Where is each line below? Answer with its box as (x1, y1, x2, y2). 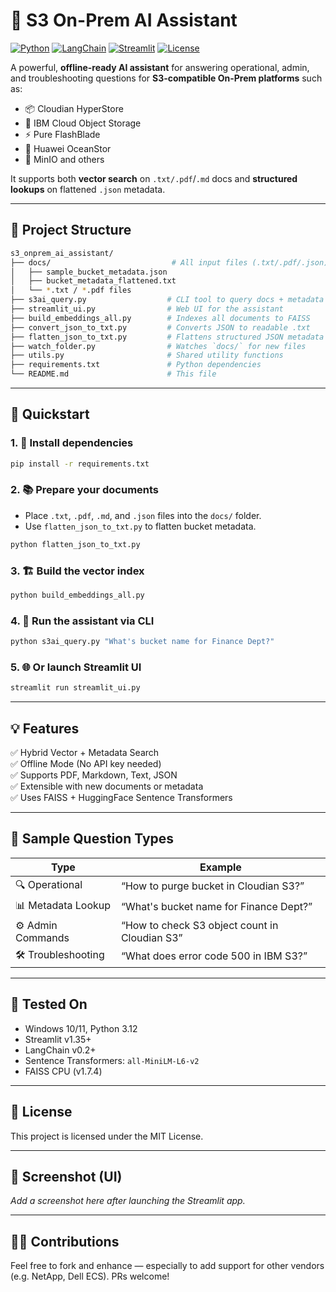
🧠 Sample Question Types (10, 830, 175, 848)
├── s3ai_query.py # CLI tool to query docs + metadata (10, 295, 325, 305)
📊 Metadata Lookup (15, 898, 112, 912)
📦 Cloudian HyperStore (24, 102, 124, 114)
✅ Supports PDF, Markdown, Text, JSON (10, 769, 178, 781)
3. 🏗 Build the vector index (10, 564, 145, 578)
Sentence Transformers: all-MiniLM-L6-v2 (24, 1054, 200, 1066)
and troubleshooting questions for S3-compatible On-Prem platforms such (10, 72, 323, 84)
